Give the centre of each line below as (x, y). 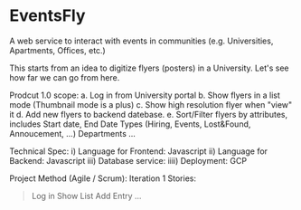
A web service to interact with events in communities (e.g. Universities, (141, 41)
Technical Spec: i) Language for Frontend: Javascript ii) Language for (139, 151)
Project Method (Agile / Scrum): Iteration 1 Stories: (103, 178)
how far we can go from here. (65, 77)
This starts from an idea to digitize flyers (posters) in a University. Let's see (149, 68)
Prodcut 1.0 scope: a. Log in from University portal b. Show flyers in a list (145, 95)
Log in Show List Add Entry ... (86, 196)
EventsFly (47, 16)
